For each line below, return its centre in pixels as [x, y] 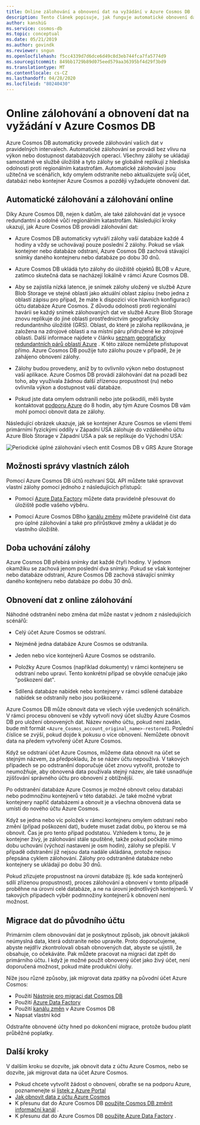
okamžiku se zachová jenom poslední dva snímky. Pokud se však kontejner [98, 569]
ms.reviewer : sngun [30, 51]
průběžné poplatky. [30, 1033]
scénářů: [17, 621]
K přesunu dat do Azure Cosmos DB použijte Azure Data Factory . [96, 1115]
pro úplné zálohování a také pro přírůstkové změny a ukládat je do [96, 523]
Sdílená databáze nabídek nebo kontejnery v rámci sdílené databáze [99, 691]
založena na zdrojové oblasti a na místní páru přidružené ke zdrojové [99, 331]
